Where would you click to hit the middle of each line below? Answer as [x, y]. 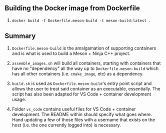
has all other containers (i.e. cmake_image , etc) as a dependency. [77, 73]
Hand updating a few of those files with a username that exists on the [83, 119]
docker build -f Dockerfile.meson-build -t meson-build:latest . [81, 20]
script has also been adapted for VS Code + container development [81, 94]
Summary [20, 36]
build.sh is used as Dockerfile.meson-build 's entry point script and [82, 83]
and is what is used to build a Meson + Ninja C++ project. [71, 53]
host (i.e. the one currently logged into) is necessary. [66, 125]
